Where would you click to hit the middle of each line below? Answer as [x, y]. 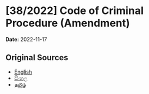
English [23, 72]
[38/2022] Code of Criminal [74, 11]
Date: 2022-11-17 [27, 39]
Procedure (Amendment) [68, 23]
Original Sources [37, 58]
